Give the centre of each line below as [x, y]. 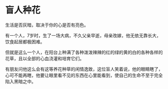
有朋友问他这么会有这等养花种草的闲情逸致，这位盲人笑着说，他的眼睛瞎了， [84, 69]
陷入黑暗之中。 [20, 81]
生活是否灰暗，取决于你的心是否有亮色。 [47, 25]
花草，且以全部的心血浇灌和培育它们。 [44, 58]
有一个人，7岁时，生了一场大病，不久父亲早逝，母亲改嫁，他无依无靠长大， [83, 35]
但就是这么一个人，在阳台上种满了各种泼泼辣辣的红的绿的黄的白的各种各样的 [84, 52]
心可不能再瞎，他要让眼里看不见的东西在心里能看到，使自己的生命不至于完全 [84, 75]
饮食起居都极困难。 [25, 42]
